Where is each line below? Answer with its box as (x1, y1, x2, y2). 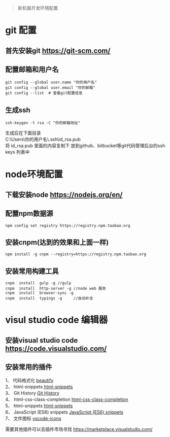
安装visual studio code (5, 336, 78, 345)
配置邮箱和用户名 (5, 65, 59, 74)
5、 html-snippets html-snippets (5, 402, 73, 409)
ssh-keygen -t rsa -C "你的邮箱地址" (5, 120, 80, 126)
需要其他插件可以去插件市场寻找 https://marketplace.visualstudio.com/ (5, 426, 153, 432)
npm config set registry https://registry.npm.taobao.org (5, 223, 130, 228)
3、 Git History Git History (5, 390, 59, 396)
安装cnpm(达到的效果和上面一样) (5, 238, 109, 247)
